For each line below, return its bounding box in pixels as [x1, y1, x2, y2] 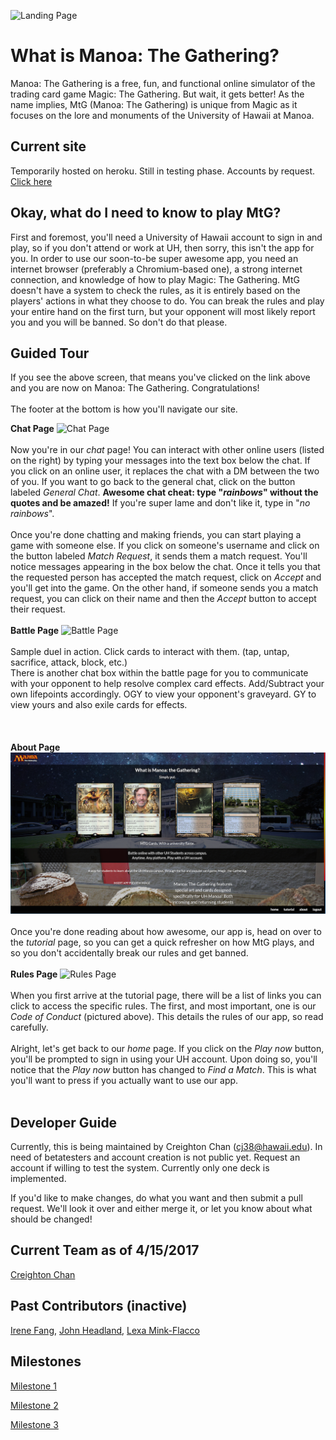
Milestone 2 [10, 1399, 59, 1411]
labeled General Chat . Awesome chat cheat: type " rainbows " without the [10, 486, 319, 499]
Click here [10, 175, 53, 187]
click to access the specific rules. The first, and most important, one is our [10, 1000, 317, 1012]
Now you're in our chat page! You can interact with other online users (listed [10, 444, 325, 456]
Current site [10, 138, 87, 155]
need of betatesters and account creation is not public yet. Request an [10, 1151, 301, 1164]
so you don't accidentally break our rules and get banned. [10, 947, 249, 959]
